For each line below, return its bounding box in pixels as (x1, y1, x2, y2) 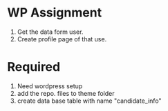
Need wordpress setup (17, 81, 83, 90)
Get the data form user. (17, 28, 84, 36)
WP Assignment (7, 5, 102, 21)
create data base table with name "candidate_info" (17, 97, 162, 105)
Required (7, 59, 61, 75)
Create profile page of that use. (17, 34, 107, 43)
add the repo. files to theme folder (17, 89, 115, 97)
